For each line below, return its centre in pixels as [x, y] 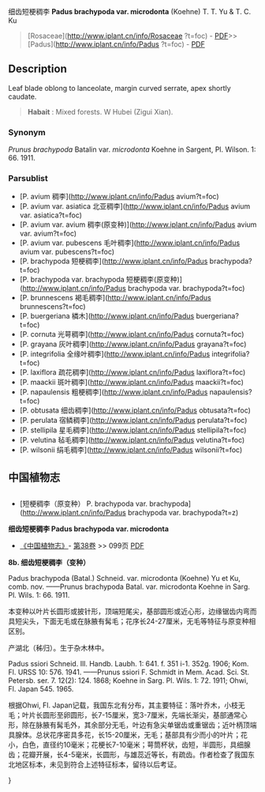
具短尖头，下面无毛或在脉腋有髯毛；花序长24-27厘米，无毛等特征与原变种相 [132, 621]
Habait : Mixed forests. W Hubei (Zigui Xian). [100, 111]
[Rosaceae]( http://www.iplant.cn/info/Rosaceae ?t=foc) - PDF [128, 36]
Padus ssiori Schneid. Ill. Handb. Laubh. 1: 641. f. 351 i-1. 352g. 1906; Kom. [129, 664]
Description [37, 69]
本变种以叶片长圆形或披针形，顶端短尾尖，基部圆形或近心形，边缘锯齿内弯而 [132, 612]
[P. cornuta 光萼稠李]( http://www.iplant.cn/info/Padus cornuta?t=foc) [132, 334]
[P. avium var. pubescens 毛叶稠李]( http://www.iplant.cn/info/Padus [130, 243]
